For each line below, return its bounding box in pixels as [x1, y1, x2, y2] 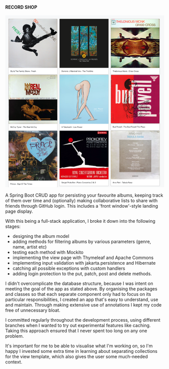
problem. [5, 333, 24, 339]
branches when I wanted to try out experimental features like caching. [5, 323, 151, 329]
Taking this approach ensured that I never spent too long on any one [5, 328, 147, 334]
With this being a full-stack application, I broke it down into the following [5, 218, 155, 224]
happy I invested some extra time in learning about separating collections [5, 348, 158, 354]
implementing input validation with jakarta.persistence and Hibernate [12, 260, 156, 266]
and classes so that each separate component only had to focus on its [5, 291, 151, 297]
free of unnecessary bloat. [5, 307, 61, 314]
